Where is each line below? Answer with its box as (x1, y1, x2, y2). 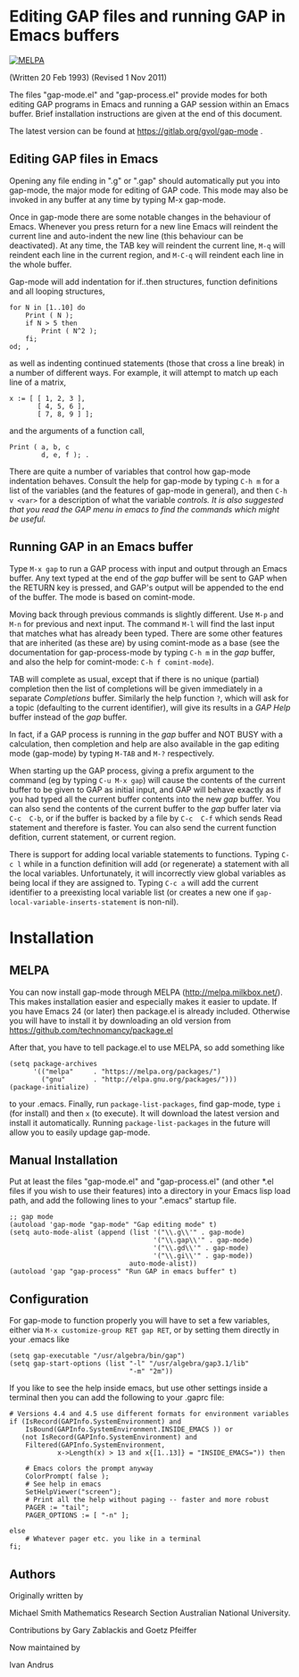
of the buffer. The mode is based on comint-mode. (9, 591, 195, 602)
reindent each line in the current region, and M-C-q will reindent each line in (9, 249, 284, 260)
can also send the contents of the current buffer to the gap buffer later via (9, 803, 281, 813)
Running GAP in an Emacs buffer (9, 539, 194, 555)
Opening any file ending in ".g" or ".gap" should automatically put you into (9, 175, 281, 186)
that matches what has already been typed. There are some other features (9, 628, 283, 638)
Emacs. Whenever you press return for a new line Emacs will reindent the (9, 221, 278, 231)
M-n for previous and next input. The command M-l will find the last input (9, 618, 275, 629)
